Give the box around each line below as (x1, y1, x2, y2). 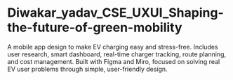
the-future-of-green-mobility (7, 19, 182, 35)
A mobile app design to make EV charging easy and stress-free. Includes (7, 42, 219, 51)
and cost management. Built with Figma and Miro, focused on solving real (7, 57, 220, 65)
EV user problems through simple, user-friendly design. (7, 65, 168, 73)
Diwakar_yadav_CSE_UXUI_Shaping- (7, 5, 224, 21)
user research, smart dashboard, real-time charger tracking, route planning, (7, 50, 227, 58)
